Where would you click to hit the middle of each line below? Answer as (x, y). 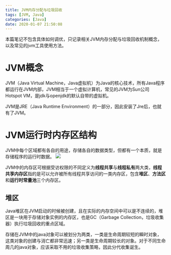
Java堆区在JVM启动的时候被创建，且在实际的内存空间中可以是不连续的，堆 (84, 211)
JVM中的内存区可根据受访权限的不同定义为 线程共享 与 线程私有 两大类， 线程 (84, 168)
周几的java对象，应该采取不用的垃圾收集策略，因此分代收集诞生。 (74, 247)
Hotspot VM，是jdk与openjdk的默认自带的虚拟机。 (59, 96)
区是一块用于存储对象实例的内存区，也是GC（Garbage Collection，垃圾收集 (84, 217)
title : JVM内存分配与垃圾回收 (34, 10)
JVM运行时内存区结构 (51, 135)
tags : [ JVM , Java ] (25, 15)
